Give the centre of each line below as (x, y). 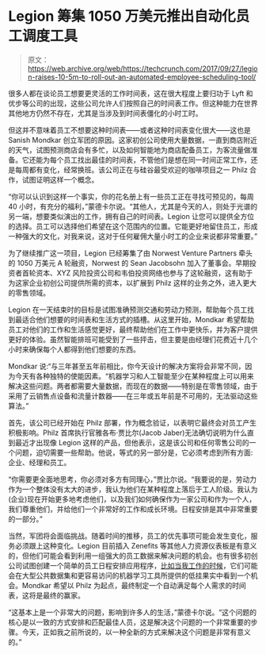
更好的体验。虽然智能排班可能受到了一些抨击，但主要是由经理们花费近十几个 (133, 339)
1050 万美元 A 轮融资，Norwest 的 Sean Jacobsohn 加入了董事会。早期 (133, 263)
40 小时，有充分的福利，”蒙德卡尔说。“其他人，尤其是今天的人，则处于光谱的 (133, 206)
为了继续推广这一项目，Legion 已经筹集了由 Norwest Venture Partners (123, 253)
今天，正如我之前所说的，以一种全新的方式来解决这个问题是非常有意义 (136, 632)
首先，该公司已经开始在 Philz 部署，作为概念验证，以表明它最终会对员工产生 (133, 422)
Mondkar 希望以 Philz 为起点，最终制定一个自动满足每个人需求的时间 (134, 585)
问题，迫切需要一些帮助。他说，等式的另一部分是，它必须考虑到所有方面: (134, 452)
